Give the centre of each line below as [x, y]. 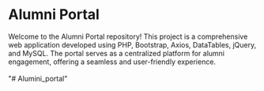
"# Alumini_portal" [38, 78]
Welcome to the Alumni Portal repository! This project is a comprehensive [128, 36]
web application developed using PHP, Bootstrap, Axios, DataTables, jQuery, [132, 44]
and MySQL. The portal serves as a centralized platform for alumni [117, 53]
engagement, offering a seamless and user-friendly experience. [112, 62]
